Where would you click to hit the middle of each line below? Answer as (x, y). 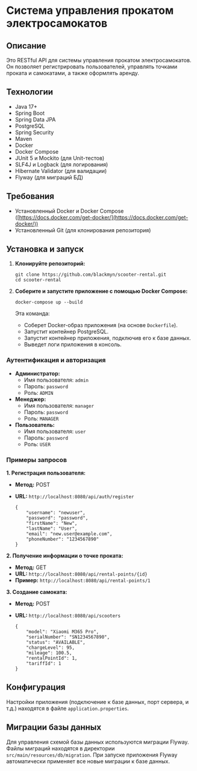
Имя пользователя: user (55, 431)
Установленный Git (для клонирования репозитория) (83, 230)
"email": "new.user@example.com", (69, 534)
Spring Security (34, 132)
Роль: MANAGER (41, 418)
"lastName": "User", (52, 529)
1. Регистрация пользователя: (46, 473)
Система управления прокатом (90, 11)
